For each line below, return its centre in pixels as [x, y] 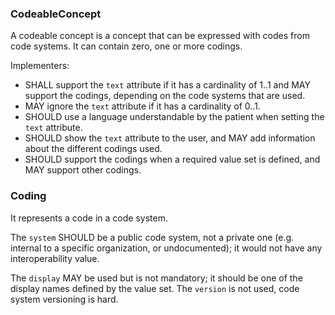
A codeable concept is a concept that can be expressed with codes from [160, 36]
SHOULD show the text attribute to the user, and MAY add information [170, 138]
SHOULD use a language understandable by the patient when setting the [174, 117]
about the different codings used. [93, 149]
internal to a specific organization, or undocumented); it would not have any [166, 248]
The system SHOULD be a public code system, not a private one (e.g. [152, 237]
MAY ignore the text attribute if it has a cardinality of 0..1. [142, 106]
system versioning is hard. [64, 299]
